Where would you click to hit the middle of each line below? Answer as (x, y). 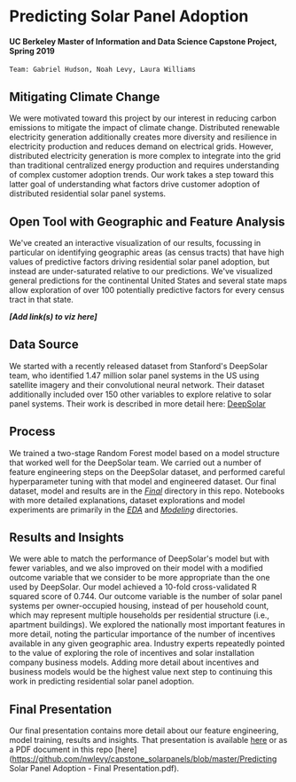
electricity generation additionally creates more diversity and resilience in (143, 137)
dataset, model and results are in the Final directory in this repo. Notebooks (147, 491)
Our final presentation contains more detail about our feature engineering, (144, 731)
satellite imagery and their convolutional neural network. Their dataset (137, 384)
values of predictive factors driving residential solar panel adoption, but (140, 262)
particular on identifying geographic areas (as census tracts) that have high (147, 253)
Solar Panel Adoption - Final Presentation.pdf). (94, 769)
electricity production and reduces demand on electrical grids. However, (141, 146)
